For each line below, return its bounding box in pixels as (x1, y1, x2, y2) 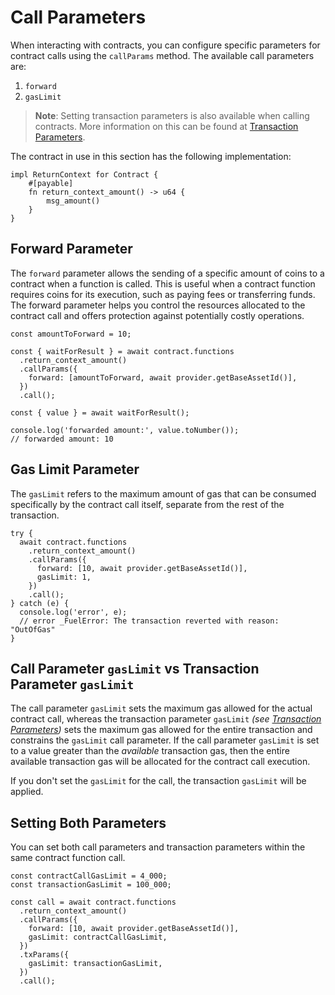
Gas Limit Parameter (10, 461, 140, 478)
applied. (10, 786, 44, 798)
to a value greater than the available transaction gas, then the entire (10, 745, 290, 757)
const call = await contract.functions (10, 897, 177, 908)
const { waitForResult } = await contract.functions (10, 346, 235, 356)
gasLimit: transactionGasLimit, (28, 959, 163, 969)
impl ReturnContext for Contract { (10, 169, 159, 180)
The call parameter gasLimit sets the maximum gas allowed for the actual (10, 702, 313, 715)
